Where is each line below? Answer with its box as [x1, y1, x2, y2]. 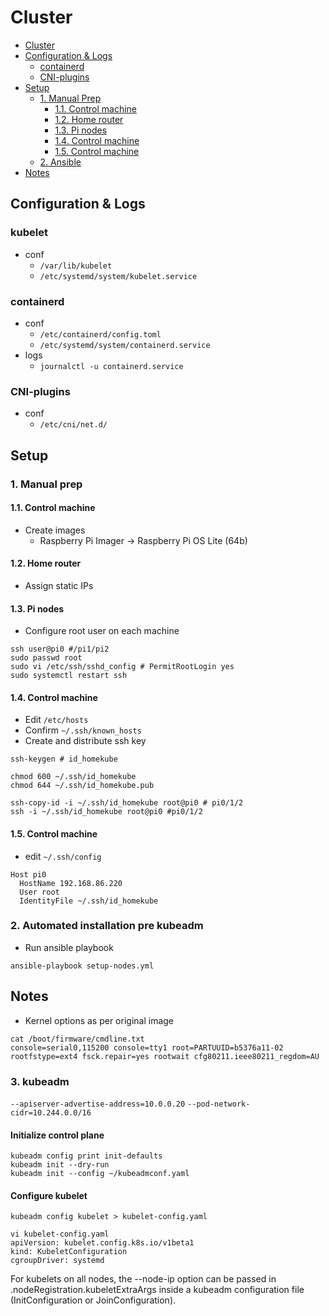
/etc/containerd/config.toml [39, 329, 162, 340]
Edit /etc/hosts [24, 714, 89, 726]
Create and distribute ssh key [24, 735, 147, 747]
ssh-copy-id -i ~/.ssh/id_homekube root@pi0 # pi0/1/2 [10, 798, 244, 808]
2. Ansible [39, 156, 82, 168]
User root [19, 887, 60, 897]
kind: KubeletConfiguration [10, 1247, 128, 1257]
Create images [24, 524, 86, 536]
